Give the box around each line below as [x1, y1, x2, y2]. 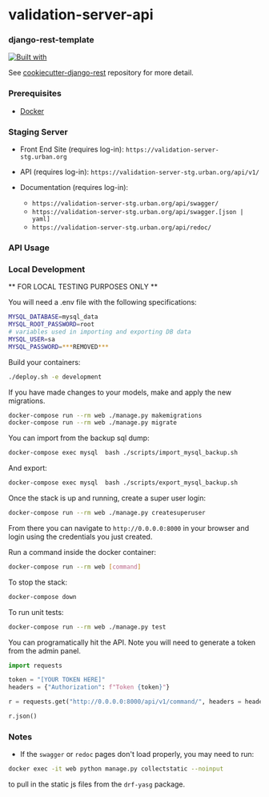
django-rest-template [8, 34, 94, 46]
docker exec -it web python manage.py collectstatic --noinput [8, 765, 224, 773]
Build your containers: [8, 357, 81, 366]
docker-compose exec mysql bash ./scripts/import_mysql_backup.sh [8, 449, 239, 457]
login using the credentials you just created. [8, 532, 153, 541]
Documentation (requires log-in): [19, 183, 129, 192]
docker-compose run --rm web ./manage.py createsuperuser [8, 509, 206, 517]
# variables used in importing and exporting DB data [8, 328, 192, 336]
